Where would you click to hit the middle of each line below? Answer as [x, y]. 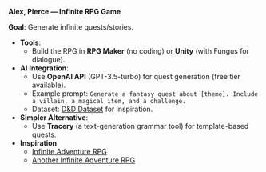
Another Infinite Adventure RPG [83, 160]
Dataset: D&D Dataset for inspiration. [92, 109]
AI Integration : [44, 68]
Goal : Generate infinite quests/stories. [71, 27]
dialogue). [48, 60]
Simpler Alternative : [54, 118]
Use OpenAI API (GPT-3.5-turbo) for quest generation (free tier [136, 76]
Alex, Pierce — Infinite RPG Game [65, 12]
